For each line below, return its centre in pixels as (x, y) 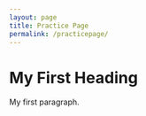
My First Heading (74, 77)
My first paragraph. (44, 102)
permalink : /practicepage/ (59, 34)
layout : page (33, 17)
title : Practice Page (49, 26)
